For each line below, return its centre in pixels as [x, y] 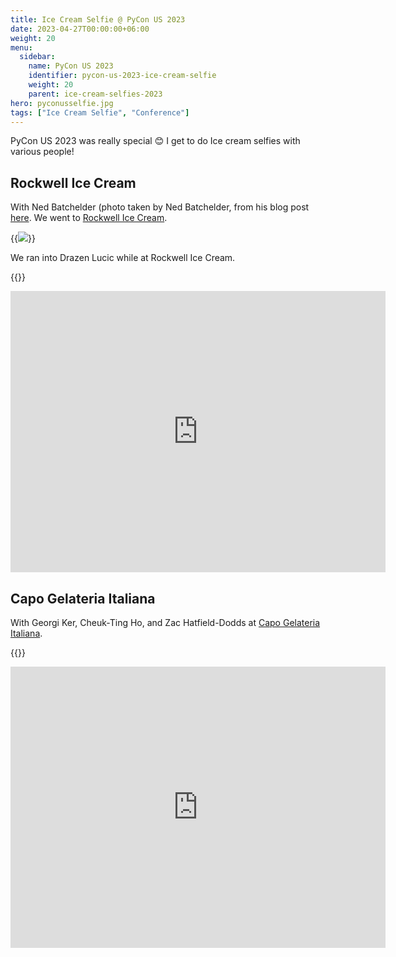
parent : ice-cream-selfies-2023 [95, 94]
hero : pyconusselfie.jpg [62, 103]
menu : [21, 47]
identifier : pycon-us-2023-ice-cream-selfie [122, 76]
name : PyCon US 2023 [71, 66]
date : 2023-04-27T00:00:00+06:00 [80, 29]
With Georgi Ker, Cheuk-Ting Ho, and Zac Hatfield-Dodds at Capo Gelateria [165, 622]
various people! [42, 152]
